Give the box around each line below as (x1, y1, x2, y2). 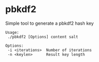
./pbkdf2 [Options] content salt (7, 34, 79, 39)
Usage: (5, 30, 19, 35)
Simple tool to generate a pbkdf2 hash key (5, 20, 94, 26)
